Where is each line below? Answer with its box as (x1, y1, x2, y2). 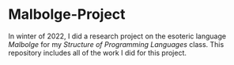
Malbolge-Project (8, 5, 126, 23)
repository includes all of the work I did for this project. (8, 48, 187, 57)
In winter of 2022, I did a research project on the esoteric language (8, 31, 227, 41)
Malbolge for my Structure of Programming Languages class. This (8, 39, 225, 49)
